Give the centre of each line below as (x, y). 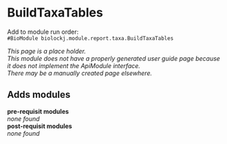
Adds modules (39, 95)
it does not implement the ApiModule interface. (74, 65)
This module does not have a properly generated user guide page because (113, 58)
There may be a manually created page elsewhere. (80, 73)
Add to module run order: (43, 32)
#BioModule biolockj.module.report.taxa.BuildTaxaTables (90, 38)
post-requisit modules (40, 126)
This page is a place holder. (46, 51)
